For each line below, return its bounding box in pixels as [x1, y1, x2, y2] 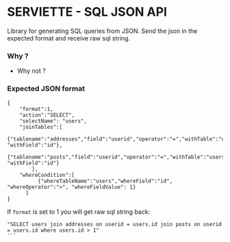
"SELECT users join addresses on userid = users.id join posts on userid [7, 221, 222, 228]
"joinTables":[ [19, 123, 63, 130]
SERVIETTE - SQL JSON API [7, 4, 168, 20]
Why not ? [16, 66, 46, 75]
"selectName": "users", [19, 117, 88, 124]
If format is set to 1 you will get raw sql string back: [7, 207, 151, 216]
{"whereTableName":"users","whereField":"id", [37, 178, 173, 184]
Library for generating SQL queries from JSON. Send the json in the [7, 27, 198, 35]
